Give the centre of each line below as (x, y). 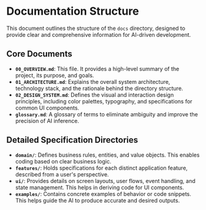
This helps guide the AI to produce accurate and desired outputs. (97, 200)
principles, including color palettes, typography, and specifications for (104, 101)
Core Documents (39, 54)
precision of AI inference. (47, 121)
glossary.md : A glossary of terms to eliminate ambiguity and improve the (106, 114)
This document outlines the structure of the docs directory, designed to (96, 28)
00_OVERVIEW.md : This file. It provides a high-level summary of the (97, 69)
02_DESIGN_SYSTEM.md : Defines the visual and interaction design (94, 95)
